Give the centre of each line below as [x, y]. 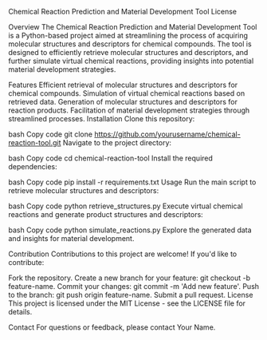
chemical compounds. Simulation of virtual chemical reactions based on [127, 93]
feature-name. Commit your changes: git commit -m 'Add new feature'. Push [134, 286]
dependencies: [33, 166]
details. [20, 312]
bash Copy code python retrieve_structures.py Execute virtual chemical [126, 206]
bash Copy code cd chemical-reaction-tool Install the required [111, 158]
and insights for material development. [71, 238]
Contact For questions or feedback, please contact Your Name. [112, 327]
